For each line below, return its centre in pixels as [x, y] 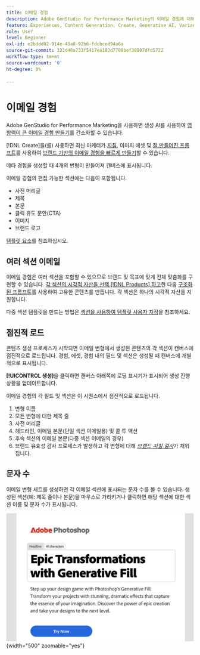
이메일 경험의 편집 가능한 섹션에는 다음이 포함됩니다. [66, 178]
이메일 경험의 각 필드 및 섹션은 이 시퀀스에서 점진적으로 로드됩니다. [83, 396]
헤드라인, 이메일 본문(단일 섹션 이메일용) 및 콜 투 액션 [76, 431]
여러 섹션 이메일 [33, 262]
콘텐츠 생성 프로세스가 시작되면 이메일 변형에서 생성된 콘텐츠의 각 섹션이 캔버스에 [100, 348]
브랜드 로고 [28, 228]
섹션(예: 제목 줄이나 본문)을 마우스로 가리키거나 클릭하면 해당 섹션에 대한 [101, 497]
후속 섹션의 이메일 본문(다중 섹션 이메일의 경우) [69, 438]
